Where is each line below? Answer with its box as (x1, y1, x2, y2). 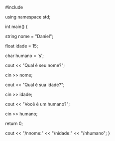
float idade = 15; (5, 43, 38, 49)
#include (5, 4, 23, 10)
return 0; (5, 120, 23, 126)
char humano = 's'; (5, 52, 44, 58)
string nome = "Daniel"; (5, 33, 54, 39)
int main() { (5, 23, 28, 29)
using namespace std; (5, 14, 51, 19)
